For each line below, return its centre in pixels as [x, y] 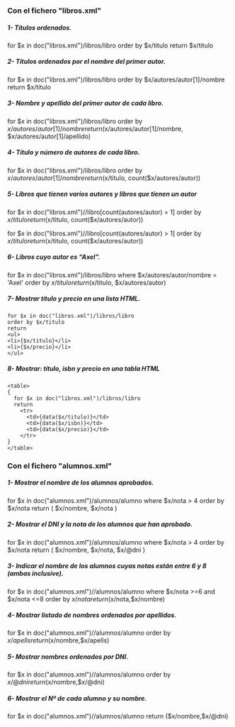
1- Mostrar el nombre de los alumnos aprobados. [81, 483]
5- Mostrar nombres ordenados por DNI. [68, 657]
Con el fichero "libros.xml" [55, 11]
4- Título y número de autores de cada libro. [74, 152]
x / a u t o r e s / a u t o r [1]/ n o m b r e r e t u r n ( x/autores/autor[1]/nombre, [95, 128]
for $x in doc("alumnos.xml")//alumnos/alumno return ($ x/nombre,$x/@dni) [118, 716]
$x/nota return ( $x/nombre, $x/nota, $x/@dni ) [76, 550]
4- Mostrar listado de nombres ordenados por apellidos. [92, 615]
